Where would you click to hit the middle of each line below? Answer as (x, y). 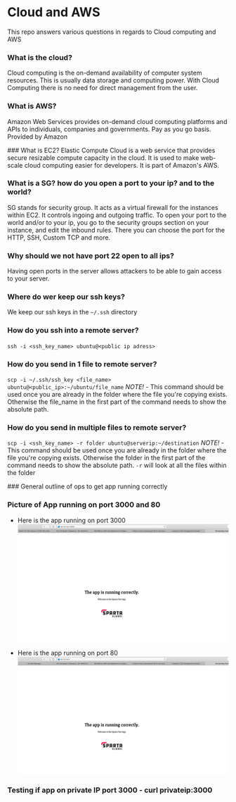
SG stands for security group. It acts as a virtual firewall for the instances (113, 207)
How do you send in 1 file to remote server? (82, 364)
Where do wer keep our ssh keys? (66, 297)
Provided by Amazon (38, 136)
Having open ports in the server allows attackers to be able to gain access (114, 271)
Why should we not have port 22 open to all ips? (91, 256)
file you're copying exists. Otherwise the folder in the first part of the (106, 458)
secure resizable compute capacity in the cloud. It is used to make (103, 158)
